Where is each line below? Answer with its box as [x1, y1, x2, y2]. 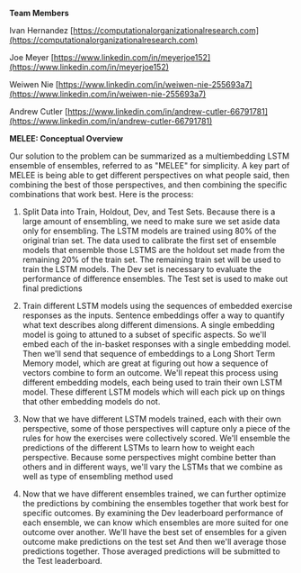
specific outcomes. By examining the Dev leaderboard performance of [22, 508, 284, 518]
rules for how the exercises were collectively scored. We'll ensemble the [22, 432, 290, 443]
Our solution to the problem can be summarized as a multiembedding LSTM [9, 150, 290, 161]
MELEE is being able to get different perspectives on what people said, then [9, 170, 290, 180]
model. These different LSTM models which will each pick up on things [22, 387, 286, 397]
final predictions [22, 283, 83, 294]
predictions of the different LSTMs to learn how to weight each [22, 442, 255, 453]
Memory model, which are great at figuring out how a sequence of [22, 358, 269, 368]
